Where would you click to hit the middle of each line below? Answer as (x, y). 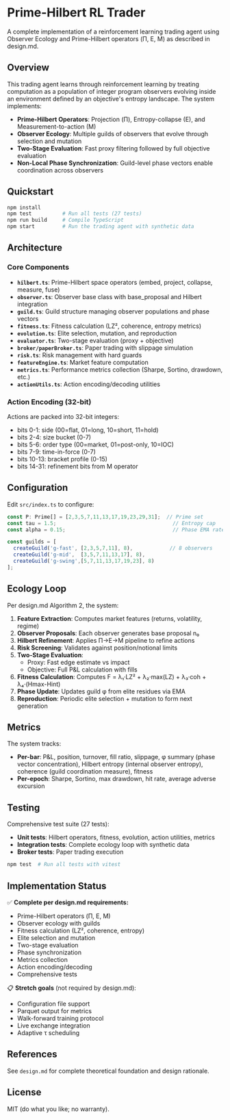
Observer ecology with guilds (59, 923)
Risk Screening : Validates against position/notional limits (97, 648)
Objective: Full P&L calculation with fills (82, 670)
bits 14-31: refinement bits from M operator (77, 466)
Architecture (35, 248)
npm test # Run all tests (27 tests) (75, 214)
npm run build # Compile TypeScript (66, 220)
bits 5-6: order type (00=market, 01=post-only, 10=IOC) (95, 445)
